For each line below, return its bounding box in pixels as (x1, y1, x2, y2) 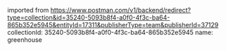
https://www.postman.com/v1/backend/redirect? (50, 6, 192, 14)
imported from (7, 6, 49, 14)
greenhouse (7, 36, 42, 44)
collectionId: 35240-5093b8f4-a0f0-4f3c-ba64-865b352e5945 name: (7, 28, 213, 36)
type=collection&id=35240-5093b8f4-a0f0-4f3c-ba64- (7, 13, 170, 22)
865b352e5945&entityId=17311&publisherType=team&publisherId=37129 (7, 21, 219, 29)
